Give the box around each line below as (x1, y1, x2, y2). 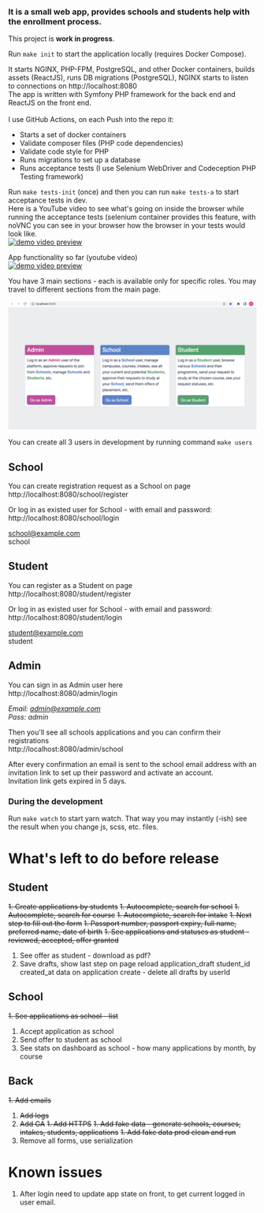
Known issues (8, 1163, 102, 1181)
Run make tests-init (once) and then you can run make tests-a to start (8, 188, 240, 197)
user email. (19, 1197, 56, 1207)
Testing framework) (19, 172, 84, 181)
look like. (8, 229, 38, 239)
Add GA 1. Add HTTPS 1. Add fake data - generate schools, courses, (19, 1118, 241, 1129)
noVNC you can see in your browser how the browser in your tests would (8, 221, 246, 230)
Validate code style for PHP (19, 147, 109, 156)
